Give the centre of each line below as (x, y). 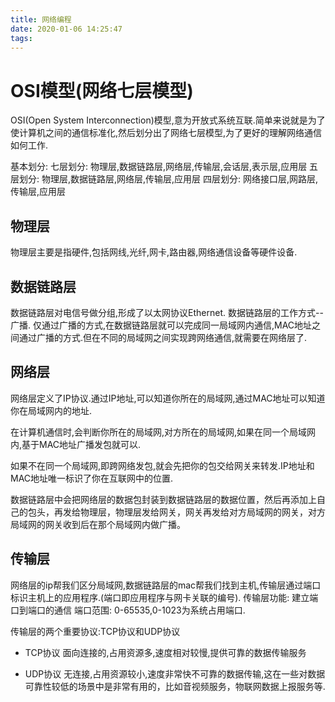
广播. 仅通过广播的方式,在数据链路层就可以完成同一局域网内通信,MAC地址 (161, 325)
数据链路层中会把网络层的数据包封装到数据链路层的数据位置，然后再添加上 (163, 499)
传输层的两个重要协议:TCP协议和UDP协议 (95, 631)
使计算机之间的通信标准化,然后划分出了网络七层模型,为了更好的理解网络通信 (166, 133)
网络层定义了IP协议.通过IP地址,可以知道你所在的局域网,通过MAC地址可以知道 (168, 398)
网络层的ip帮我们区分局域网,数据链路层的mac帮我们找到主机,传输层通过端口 (166, 585)
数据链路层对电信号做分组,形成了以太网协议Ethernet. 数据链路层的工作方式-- (167, 312)
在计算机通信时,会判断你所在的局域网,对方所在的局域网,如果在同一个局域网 (163, 432)
